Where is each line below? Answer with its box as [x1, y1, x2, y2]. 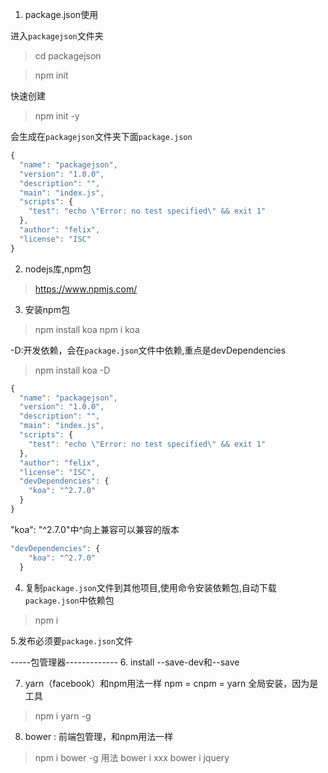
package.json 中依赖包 [24, 594, 115, 606]
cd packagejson [34, 50, 102, 62]
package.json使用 [24, 9, 99, 20]
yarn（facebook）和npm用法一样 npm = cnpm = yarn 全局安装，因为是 [24, 677, 319, 689]
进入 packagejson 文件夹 [10, 30, 104, 42]
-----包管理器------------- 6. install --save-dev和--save [10, 656, 240, 668]
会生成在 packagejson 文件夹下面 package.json [10, 131, 193, 142]
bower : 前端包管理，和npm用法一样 [24, 730, 174, 742]
